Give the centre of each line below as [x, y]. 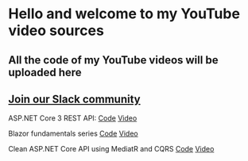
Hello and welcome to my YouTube [124, 14]
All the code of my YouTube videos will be [113, 60]
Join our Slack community [74, 99]
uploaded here [45, 72]
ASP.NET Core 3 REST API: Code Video [73, 118]
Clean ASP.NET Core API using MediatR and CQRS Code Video [111, 149]
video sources [56, 31]
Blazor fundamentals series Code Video [73, 134]
